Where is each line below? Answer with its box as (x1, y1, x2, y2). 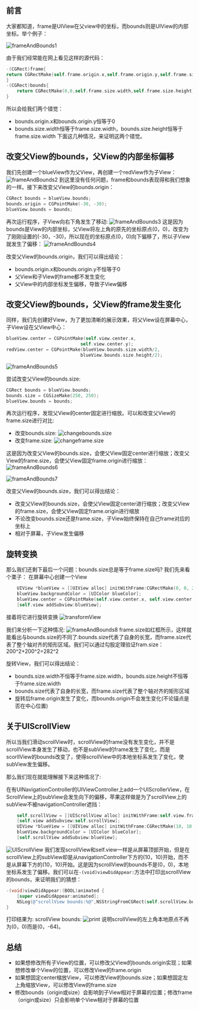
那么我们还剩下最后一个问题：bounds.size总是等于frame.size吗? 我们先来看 (6, 566, 191, 573)
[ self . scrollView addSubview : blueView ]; (17, 835, 118, 841)
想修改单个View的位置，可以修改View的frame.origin (14, 967, 142, 974)
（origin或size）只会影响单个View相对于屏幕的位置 (14, 997, 139, 1004)
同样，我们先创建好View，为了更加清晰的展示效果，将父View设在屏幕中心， (6, 316, 191, 323)
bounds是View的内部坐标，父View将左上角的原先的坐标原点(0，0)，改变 (6, 225, 184, 232)
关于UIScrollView (6, 721, 71, 731)
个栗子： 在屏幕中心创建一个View (6, 573, 88, 581)
